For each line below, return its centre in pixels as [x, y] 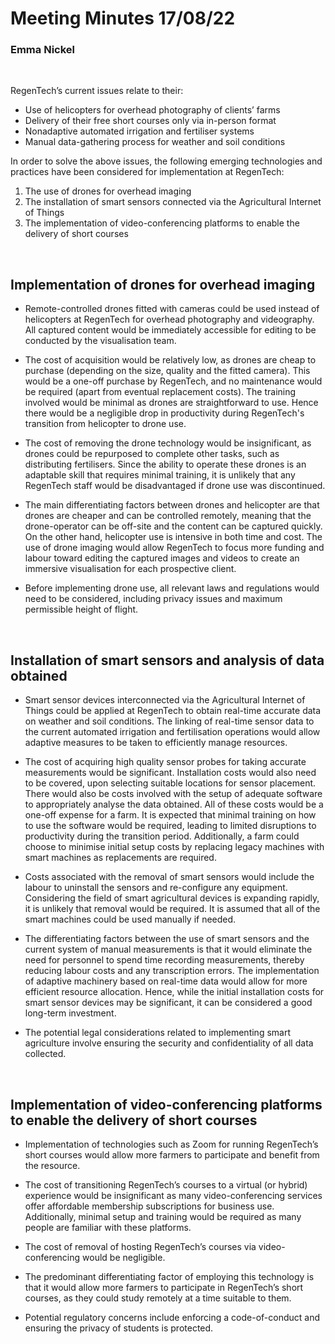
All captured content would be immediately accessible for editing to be [170, 330]
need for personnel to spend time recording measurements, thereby [164, 960]
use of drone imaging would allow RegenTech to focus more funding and [174, 548]
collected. [45, 1054]
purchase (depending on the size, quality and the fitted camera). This [167, 371]
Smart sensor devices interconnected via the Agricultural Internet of [165, 700]
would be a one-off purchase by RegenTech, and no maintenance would [173, 381]
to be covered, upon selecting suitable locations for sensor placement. [170, 783]
